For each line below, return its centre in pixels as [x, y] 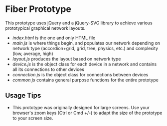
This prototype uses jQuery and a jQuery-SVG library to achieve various [79, 23]
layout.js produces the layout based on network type [67, 59]
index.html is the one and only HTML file [54, 38]
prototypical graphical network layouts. [45, 28]
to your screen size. [33, 118]
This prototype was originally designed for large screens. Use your [81, 107]
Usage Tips [23, 95]
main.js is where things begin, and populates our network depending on [86, 43]
